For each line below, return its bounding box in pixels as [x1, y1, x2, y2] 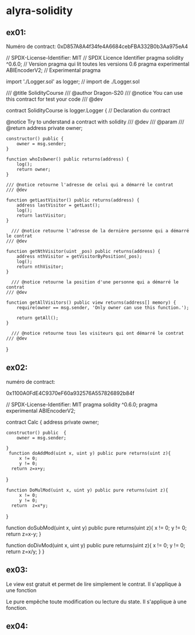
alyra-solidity [6, 4, 73, 18]
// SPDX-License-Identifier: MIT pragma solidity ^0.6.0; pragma [6, 401, 158, 408]
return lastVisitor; [16, 212, 67, 218]
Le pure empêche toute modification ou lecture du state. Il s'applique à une [6, 598, 187, 605]
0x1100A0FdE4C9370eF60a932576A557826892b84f [6, 389, 135, 396]
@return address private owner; [6, 125, 83, 131]
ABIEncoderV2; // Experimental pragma [6, 67, 101, 74]
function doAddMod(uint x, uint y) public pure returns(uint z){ [8, 450, 171, 456]
